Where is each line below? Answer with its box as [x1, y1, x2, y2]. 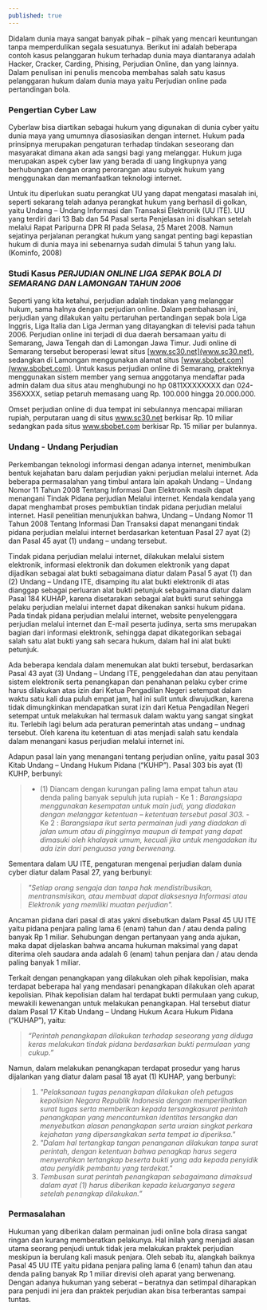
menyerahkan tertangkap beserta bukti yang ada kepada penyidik [39, 1155, 259, 1164]
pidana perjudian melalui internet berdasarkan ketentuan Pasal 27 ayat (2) [8, 527, 251, 537]
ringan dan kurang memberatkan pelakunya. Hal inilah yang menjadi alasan [8, 1235, 255, 1245]
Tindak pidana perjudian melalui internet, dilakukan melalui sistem [8, 551, 225, 561]
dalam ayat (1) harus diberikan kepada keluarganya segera [39, 1180, 235, 1190]
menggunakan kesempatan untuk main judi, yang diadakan [39, 801, 237, 810]
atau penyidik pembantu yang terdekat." [39, 1163, 173, 1173]
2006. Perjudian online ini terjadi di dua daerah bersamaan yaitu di [8, 330, 226, 340]
